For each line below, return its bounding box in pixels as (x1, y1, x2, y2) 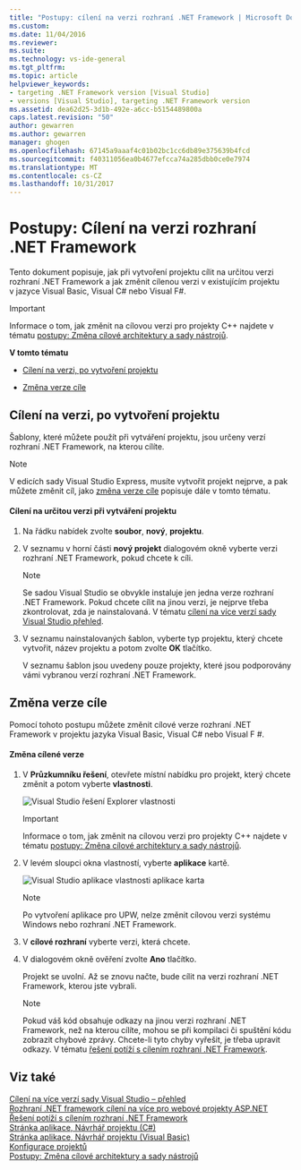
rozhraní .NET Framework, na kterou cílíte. (9, 440, 165, 452)
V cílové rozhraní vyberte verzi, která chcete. (21, 936, 191, 947)
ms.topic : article (9, 72, 78, 81)
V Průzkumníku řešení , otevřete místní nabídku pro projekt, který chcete (21, 769, 291, 780)
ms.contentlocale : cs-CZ (9, 171, 102, 180)
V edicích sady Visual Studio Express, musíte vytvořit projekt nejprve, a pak (9, 475, 288, 486)
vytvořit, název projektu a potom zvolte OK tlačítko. (21, 643, 212, 653)
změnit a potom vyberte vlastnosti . (21, 779, 153, 790)
